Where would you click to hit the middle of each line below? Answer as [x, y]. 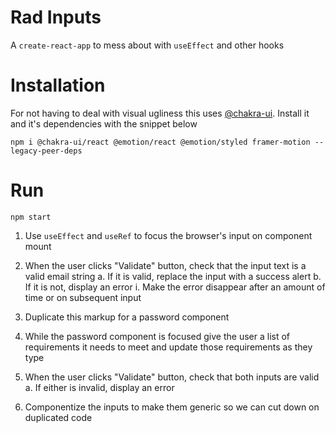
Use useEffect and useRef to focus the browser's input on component [168, 235]
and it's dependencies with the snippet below [104, 123]
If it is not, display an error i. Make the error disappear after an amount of [175, 287]
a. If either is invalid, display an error [99, 387]
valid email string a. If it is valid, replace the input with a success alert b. [173, 276]
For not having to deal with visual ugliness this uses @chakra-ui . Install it [160, 113]
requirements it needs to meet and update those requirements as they [168, 347]
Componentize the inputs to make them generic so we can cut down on [172, 407]
